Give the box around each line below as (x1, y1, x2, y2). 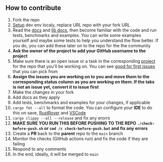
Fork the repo (12, 17, 40, 22)
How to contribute (5, 4, 62, 12)
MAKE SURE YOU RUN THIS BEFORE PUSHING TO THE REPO (12, 120, 136, 126)
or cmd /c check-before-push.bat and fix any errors (44, 125, 148, 131)
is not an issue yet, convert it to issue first (12, 84, 99, 90)
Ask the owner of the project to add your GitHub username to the (12, 48, 146, 54)
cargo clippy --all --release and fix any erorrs (12, 115, 111, 121)
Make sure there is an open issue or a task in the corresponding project (12, 58, 156, 64)
